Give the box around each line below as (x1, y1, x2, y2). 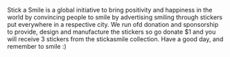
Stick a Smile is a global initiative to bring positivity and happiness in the (7, 6, 213, 14)
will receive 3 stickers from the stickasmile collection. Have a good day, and (7, 35, 224, 43)
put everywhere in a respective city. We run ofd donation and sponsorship (7, 21, 219, 28)
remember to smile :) (7, 43, 67, 50)
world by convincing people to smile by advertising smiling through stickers (7, 13, 223, 21)
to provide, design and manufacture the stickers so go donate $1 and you (7, 27, 216, 36)
